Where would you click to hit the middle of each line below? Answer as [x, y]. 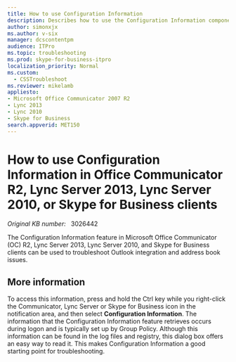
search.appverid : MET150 [44, 125]
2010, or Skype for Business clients [112, 204]
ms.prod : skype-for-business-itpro [59, 60]
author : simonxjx [33, 27]
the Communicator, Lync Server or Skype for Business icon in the [102, 306]
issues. [18, 260]
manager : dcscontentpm [40, 40]
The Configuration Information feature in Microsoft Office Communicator [112, 238]
